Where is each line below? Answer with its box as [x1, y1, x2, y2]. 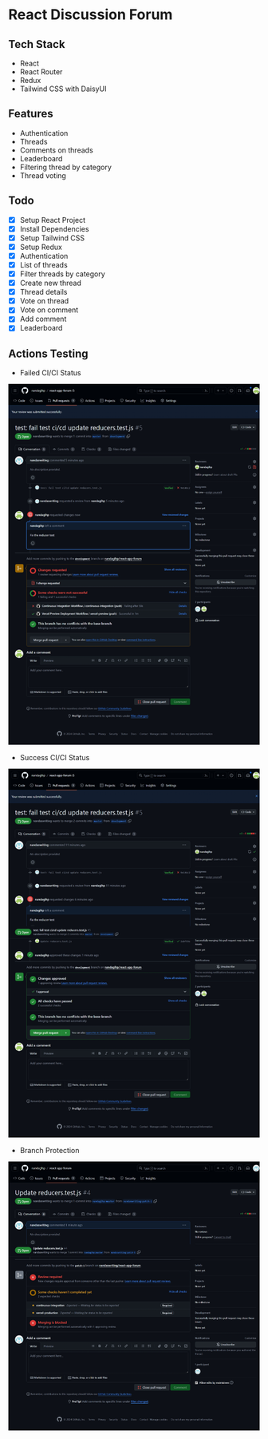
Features [8, 107, 53, 121]
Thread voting [19, 170, 66, 180]
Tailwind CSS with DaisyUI [19, 84, 107, 93]
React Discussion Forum [8, 6, 173, 24]
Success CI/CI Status [19, 753, 90, 763]
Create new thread [19, 278, 81, 288]
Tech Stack [8, 38, 65, 51]
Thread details [19, 287, 68, 297]
